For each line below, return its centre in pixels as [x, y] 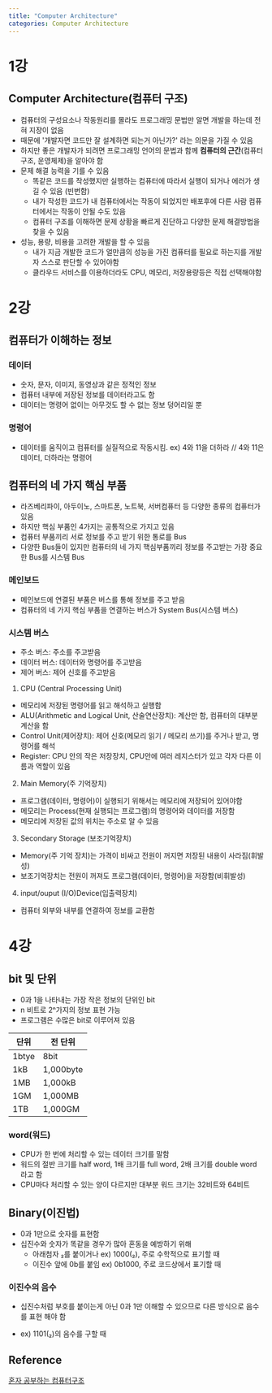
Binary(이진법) [44, 1212]
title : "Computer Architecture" [63, 16]
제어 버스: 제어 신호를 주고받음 [68, 673]
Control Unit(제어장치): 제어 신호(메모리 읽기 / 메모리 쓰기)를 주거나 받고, [135, 736]
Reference [35, 1360]
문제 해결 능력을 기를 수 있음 [65, 171]
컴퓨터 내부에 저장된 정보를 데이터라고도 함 [88, 395]
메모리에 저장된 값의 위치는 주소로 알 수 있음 [90, 821]
